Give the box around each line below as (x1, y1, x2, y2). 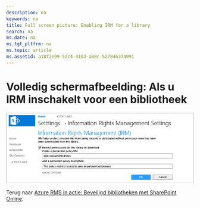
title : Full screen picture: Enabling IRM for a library (6, 22, 151, 28)
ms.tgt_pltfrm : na (6, 41, 52, 47)
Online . (6, 195, 24, 203)
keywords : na (6, 15, 39, 22)
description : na (6, 10, 46, 15)
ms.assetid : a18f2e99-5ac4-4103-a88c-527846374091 (6, 54, 135, 60)
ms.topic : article (6, 48, 52, 54)
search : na (6, 29, 33, 35)
